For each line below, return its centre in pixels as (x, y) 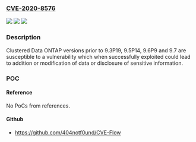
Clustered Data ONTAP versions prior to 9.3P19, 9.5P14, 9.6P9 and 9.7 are (96, 50)
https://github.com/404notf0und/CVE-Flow (68, 132)
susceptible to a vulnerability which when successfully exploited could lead (99, 56)
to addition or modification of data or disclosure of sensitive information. (94, 63)
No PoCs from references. (38, 106)
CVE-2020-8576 (31, 8)
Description (23, 37)
